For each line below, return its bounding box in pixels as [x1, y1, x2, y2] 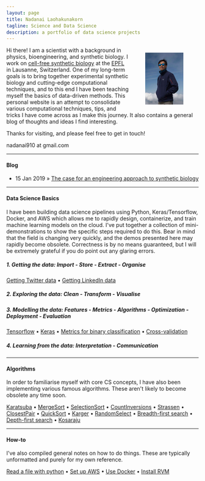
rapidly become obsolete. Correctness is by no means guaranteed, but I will [6, 240, 196, 248]
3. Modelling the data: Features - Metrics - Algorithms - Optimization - [6, 306, 189, 313]
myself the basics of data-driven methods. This [6, 92, 126, 99]
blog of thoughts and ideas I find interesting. [6, 118, 118, 125]
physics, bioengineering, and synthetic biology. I [6, 53, 128, 60]
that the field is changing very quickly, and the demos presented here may [6, 234, 193, 241]
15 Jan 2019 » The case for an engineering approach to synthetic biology [15, 175, 199, 183]
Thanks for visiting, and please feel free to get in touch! [6, 130, 145, 137]
